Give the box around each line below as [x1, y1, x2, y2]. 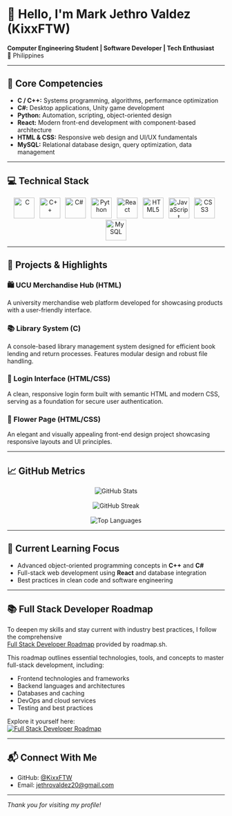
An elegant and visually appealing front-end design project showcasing [7, 430, 211, 438]
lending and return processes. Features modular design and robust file [7, 349, 208, 357]
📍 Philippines [7, 51, 44, 60]
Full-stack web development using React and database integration [17, 568, 207, 577]
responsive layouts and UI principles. [7, 438, 113, 446]
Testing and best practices [17, 703, 93, 712]
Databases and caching [17, 689, 85, 697]
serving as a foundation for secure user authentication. [7, 397, 164, 405]
